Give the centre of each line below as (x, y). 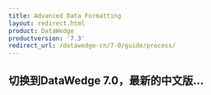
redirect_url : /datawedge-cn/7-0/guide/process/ (92, 46)
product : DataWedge (41, 31)
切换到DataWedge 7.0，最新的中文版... (106, 80)
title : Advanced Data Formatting (65, 16)
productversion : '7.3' (47, 38)
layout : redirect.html (47, 23)
